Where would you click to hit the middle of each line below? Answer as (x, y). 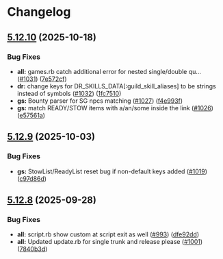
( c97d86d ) (31, 178)
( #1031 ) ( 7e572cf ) (42, 79)
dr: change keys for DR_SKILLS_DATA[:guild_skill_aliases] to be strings (117, 86)
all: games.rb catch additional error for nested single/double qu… (109, 71)
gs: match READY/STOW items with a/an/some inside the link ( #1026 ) (115, 108)
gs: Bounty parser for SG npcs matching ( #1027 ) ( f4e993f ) (100, 101)
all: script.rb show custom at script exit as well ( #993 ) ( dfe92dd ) (108, 234)
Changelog (39, 12)
